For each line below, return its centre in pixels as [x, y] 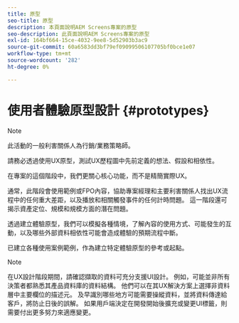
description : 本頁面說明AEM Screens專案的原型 [72, 27]
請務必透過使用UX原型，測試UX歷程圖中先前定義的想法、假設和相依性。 [113, 160]
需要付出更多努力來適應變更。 [51, 312]
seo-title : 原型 [30, 21]
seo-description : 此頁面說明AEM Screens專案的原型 [79, 34]
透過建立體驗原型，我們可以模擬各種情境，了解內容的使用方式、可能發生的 [116, 223]
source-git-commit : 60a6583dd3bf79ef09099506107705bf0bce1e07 [101, 47]
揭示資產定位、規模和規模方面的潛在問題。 [70, 208]
